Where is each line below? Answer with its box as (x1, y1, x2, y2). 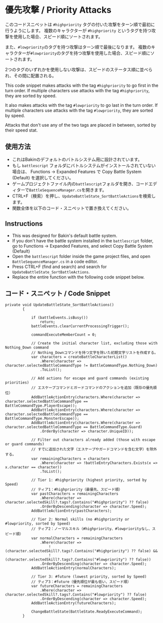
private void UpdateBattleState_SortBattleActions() (5, 303, 114, 308)
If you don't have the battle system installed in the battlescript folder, (12, 237, 154, 244)
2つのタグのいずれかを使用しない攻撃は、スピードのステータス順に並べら (5, 66, 153, 72)
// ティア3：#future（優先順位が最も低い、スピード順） (31, 580, 131, 584)
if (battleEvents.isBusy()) (31, 315, 89, 320)
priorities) (5, 380, 29, 385)
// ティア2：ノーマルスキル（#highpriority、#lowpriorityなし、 (31, 526, 152, 531)
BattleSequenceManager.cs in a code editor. (12, 258, 98, 264)
